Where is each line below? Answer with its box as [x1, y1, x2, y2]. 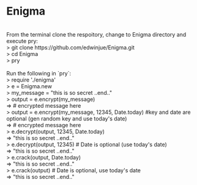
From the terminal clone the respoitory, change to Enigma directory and [6, 30, 187, 38]
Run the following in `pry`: [6, 69, 72, 77]
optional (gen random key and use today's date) [6, 114, 127, 122]
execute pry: [6, 37, 39, 44]
